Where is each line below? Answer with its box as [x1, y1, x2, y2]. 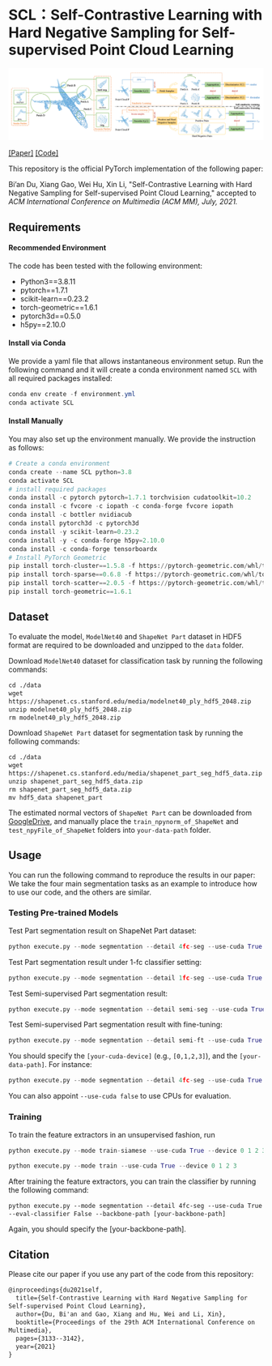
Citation [8, 1248, 50, 1261]
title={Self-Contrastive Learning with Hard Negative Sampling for [15, 1294, 249, 1303]
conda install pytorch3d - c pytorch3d [8, 519, 139, 527]
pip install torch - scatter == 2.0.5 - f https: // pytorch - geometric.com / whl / [8, 579, 263, 587]
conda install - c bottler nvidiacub [8, 510, 132, 519]
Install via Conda [8, 338, 66, 348]
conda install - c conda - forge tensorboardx [8, 544, 158, 553]
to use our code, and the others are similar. [8, 887, 152, 897]
